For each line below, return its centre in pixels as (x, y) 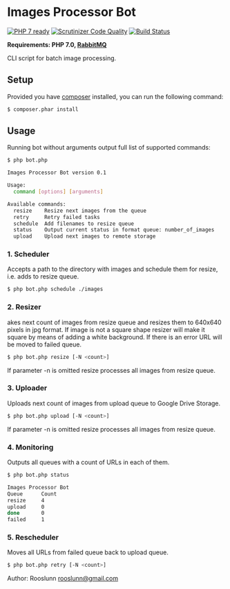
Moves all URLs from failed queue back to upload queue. (88, 552)
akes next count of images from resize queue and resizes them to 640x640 (115, 322)
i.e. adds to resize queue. (43, 276)
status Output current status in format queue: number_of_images (114, 230)
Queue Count (32, 494)
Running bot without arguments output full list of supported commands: (109, 148)
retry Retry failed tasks (57, 217)
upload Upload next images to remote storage (85, 236)
